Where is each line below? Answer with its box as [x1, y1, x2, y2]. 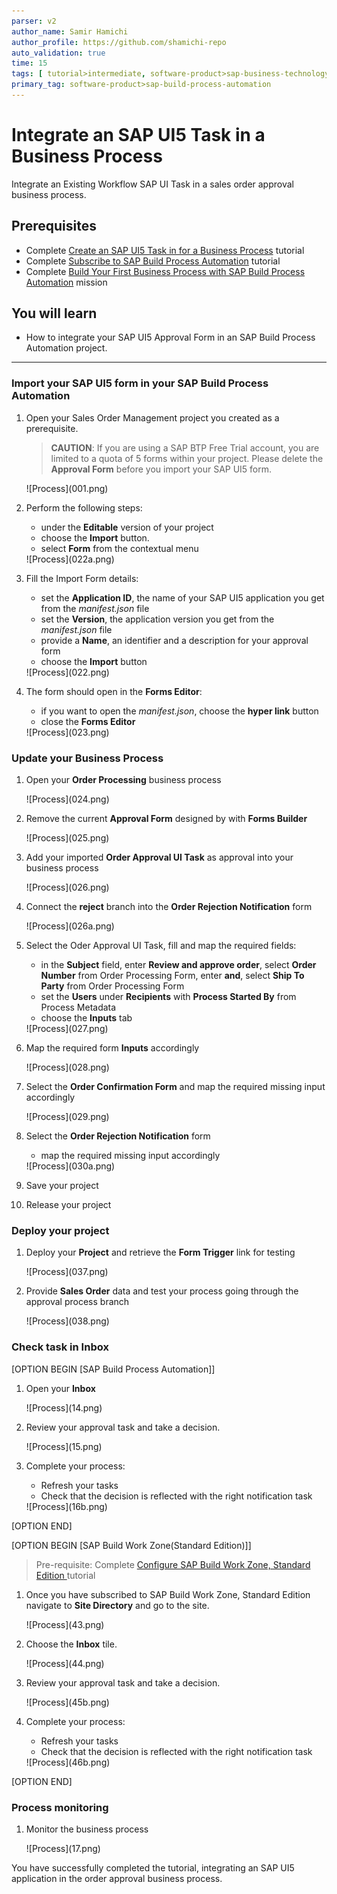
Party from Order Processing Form [40, 980, 185, 992]
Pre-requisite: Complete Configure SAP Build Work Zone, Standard [35, 1558, 311, 1570]
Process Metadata [40, 1001, 117, 1014]
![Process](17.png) [25, 1842, 101, 1854]
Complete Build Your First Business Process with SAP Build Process [25, 265, 306, 277]
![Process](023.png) [25, 726, 110, 738]
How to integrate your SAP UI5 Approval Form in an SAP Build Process [25, 331, 316, 344]
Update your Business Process [11, 751, 164, 765]
